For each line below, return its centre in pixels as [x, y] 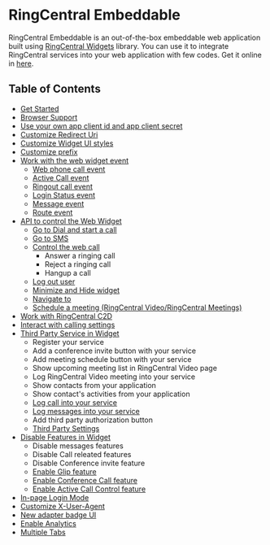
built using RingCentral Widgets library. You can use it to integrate [119, 46]
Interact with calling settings [67, 325]
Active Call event [61, 177]
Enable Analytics [48, 523]
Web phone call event [69, 169]
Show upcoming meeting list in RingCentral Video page [125, 368]
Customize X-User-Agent [63, 506]
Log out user [54, 281]
